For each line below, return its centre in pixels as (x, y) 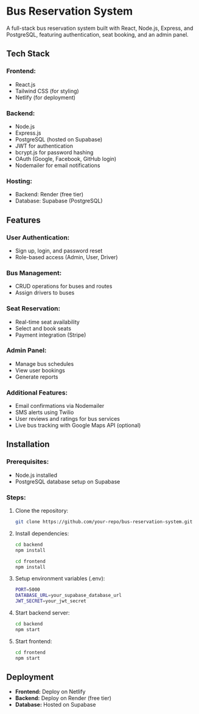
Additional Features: (37, 393)
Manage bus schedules (44, 363)
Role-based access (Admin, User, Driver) (66, 257)
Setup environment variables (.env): (60, 579)
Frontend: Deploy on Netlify (50, 692)
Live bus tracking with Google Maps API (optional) (78, 426)
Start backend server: (42, 613)
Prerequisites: (28, 462)
